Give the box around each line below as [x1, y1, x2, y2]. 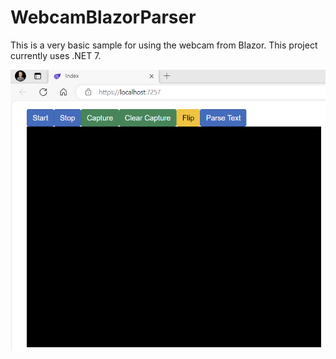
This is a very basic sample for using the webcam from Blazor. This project [10, 39, 318, 51]
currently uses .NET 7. [10, 49, 102, 61]
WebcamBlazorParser [10, 6, 197, 29]
